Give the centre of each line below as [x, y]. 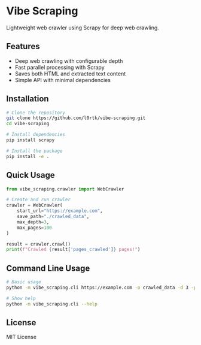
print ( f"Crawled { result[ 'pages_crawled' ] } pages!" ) [73, 250]
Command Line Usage [48, 268]
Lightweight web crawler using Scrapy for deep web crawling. [83, 28]
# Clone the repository [36, 113]
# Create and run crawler [38, 200]
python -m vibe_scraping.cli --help [52, 304]
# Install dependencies [36, 135]
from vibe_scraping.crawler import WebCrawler [65, 189]
